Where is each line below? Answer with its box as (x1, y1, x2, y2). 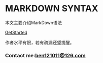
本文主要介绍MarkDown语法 (5, 20, 62, 25)
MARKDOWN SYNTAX (5, 3, 99, 14)
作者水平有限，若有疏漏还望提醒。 (5, 40, 74, 45)
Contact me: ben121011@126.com (5, 52, 86, 59)
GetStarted (5, 29, 28, 35)
